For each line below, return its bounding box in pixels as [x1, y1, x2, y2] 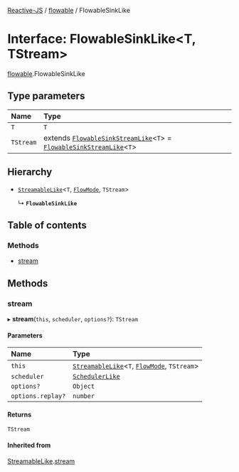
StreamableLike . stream [7, 456, 75, 465]
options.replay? [11, 392, 66, 400]
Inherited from [7, 441, 51, 449]
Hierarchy [7, 166, 53, 178]
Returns [7, 410, 32, 419]
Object [72, 382, 95, 390]
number [72, 392, 95, 400]
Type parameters [7, 90, 85, 102]
